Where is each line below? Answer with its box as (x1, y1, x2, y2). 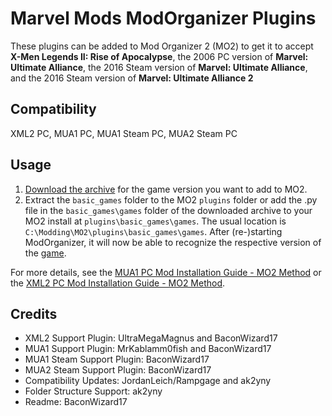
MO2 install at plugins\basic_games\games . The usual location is (24, 215, 287, 227)
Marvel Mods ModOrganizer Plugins (10, 7, 317, 30)
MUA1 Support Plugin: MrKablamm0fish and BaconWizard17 (24, 343, 272, 355)
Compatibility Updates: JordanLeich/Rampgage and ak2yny (24, 375, 272, 387)
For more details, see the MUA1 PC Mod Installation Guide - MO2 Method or (10, 266, 322, 278)
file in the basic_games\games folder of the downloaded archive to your (24, 204, 313, 216)
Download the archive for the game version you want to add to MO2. (24, 183, 308, 195)
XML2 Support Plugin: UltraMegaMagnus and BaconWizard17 (24, 332, 278, 344)
